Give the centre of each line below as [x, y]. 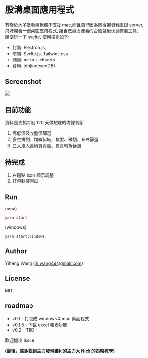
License [17, 279]
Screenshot [23, 82]
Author [16, 251]
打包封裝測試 [25, 181]
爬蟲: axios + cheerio [33, 60]
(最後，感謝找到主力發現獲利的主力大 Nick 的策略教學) [60, 351]
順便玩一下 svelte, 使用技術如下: [37, 37]
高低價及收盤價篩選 [32, 133]
